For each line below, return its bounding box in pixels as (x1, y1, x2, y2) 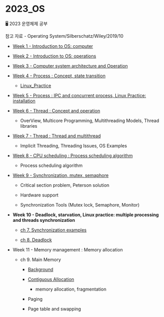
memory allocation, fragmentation (35, 286, 107, 292)
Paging (27, 296, 43, 302)
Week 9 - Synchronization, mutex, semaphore (12, 172, 109, 178)
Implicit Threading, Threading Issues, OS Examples (20, 142, 127, 149)
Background (27, 266, 53, 272)
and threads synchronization (12, 217, 75, 223)
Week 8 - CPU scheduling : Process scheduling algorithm (12, 152, 133, 158)
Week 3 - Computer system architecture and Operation (12, 63, 128, 69)
